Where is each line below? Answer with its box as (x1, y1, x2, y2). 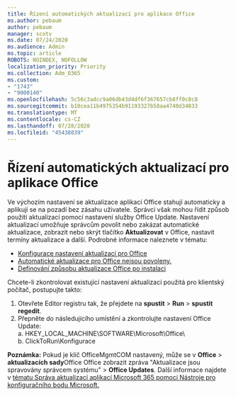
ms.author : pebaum (7, 17, 62, 24)
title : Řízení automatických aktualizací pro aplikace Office (7, 10, 195, 18)
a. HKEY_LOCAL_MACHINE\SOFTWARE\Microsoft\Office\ (17, 329, 186, 338)
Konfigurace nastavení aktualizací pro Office (17, 249, 147, 258)
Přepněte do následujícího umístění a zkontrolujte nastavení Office (17, 315, 211, 323)
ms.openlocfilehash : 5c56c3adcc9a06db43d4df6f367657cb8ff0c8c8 (7, 96, 198, 103)
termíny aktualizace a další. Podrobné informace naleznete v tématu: (7, 235, 208, 244)
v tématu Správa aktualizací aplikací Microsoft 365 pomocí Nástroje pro (7, 373, 216, 382)
